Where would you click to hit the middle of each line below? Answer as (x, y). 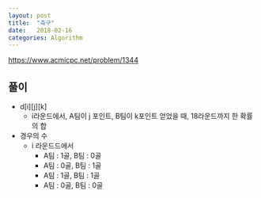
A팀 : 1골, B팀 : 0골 (72, 156)
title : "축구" (32, 23)
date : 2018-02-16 (40, 30)
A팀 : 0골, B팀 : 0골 (73, 185)
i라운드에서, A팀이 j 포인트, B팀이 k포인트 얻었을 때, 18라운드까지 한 (135, 116)
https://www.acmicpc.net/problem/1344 (73, 60)
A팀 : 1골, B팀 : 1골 (72, 176)
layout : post (30, 15)
